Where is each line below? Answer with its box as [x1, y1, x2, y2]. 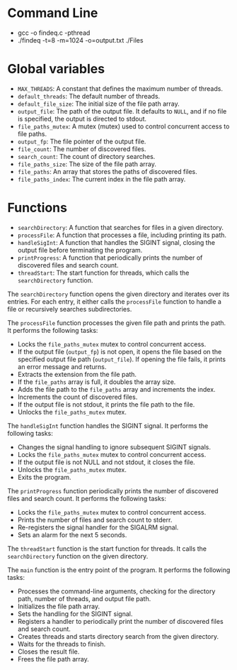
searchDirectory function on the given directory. [7, 551, 149, 560]
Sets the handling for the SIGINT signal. [17, 609, 133, 618]
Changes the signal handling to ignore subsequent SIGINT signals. [17, 442, 211, 451]
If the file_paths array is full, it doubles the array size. [17, 378, 176, 386]
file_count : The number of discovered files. [17, 144, 146, 153]
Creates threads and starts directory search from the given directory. [17, 632, 219, 640]
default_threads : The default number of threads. [17, 92, 161, 100]
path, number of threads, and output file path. [17, 594, 151, 603]
